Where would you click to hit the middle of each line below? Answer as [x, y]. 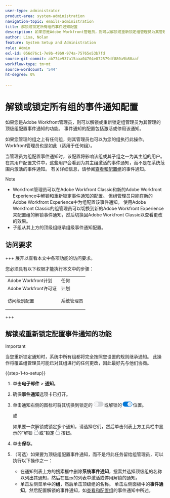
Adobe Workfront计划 [30, 280]
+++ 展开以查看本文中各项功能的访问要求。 [50, 258]
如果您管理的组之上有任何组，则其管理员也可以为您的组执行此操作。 [76, 139]
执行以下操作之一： [33, 461]
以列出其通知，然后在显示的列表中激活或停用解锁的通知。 [80, 478]
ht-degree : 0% [20, 75]
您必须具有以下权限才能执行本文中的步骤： [50, 268]
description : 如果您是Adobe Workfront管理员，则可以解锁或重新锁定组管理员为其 [82, 32]
